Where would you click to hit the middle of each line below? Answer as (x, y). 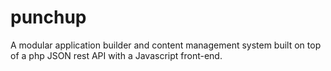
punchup (48, 17)
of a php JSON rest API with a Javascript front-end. (116, 55)
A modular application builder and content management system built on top (166, 45)
